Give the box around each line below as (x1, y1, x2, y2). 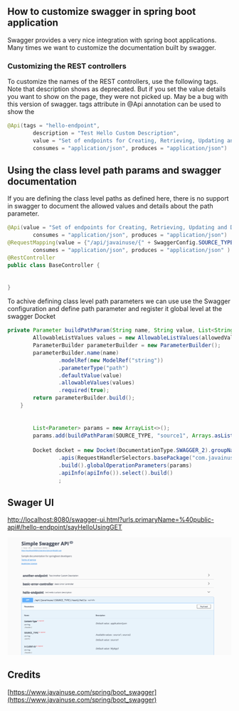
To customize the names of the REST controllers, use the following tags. (7, 78, 218, 86)
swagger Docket (7, 312, 55, 321)
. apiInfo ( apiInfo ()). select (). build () (58, 469, 174, 476)
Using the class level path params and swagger (7, 164, 222, 177)
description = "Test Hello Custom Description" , (33, 130, 180, 137)
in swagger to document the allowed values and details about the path (7, 202, 213, 211)
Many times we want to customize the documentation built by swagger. (7, 43, 216, 52)
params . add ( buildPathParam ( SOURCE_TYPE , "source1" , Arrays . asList (33, 432, 234, 439)
